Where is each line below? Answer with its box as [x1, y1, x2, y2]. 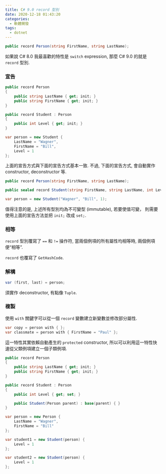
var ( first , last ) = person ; [5, 280, 65, 285]
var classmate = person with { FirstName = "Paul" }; [5, 330, 119, 334]
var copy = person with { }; [5, 325, 65, 330]
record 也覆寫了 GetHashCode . [5, 255, 64, 261]
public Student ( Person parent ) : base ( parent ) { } [14, 401, 121, 406]
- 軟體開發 [9, 21, 29, 26]
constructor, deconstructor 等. [5, 169, 67, 175]
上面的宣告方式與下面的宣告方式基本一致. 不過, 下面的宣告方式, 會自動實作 [5, 163, 156, 169]
